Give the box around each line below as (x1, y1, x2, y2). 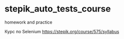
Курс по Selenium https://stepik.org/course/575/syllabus (4, 28, 120, 34)
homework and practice (4, 19, 53, 25)
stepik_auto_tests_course (4, 3, 111, 14)
